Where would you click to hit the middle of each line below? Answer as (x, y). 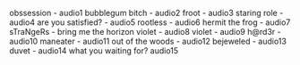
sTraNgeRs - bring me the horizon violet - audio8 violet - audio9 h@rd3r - (145, 32)
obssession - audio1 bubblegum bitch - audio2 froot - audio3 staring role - (146, 13)
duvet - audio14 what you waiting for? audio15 (94, 51)
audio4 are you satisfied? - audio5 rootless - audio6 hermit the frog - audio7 (150, 22)
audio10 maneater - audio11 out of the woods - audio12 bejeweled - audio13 (148, 41)
